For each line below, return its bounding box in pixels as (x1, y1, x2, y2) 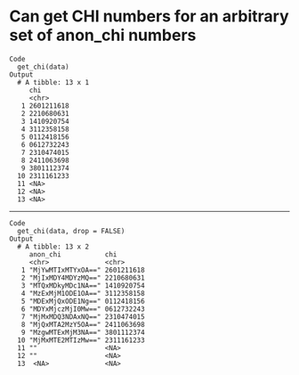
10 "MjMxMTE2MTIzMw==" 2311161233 (17, 336, 145, 345)
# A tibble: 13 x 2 (17, 242, 90, 251)
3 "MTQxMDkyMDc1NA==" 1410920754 (20, 281, 145, 290)
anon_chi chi (28, 249, 117, 259)
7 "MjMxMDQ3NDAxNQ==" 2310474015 (20, 312, 145, 322)
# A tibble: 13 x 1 (17, 77, 90, 86)
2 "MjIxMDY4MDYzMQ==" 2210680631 (20, 273, 145, 282)
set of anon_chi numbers (9, 25, 197, 45)
